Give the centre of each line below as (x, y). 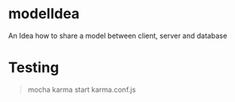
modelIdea (44, 14)
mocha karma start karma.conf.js (82, 89)
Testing (34, 68)
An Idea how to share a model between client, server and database (118, 36)
